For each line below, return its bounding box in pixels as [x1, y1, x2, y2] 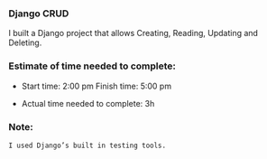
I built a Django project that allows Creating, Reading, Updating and [8, 28, 259, 39]
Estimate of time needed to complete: [8, 60, 177, 72]
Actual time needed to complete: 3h [21, 98, 155, 108]
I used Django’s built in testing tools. [8, 141, 167, 150]
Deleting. [8, 37, 42, 48]
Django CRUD [8, 7, 69, 20]
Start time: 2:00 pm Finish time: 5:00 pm [21, 80, 172, 91]
